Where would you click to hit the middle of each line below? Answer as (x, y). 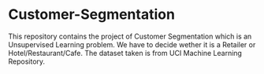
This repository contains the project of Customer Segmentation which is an (130, 36)
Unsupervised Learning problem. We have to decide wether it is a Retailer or (132, 44)
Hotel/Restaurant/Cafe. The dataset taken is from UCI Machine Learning (125, 53)
